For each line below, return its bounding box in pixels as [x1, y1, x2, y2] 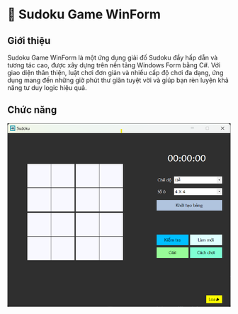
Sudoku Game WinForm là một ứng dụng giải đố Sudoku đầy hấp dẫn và [7, 53, 218, 62]
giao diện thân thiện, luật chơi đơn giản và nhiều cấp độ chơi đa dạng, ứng [7, 69, 224, 77]
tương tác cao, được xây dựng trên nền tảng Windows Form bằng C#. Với [7, 61, 221, 69]
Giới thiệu [7, 35, 51, 47]
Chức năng [7, 104, 57, 116]
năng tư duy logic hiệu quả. [7, 84, 87, 91]
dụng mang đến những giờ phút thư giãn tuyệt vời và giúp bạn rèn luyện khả [7, 76, 229, 84]
